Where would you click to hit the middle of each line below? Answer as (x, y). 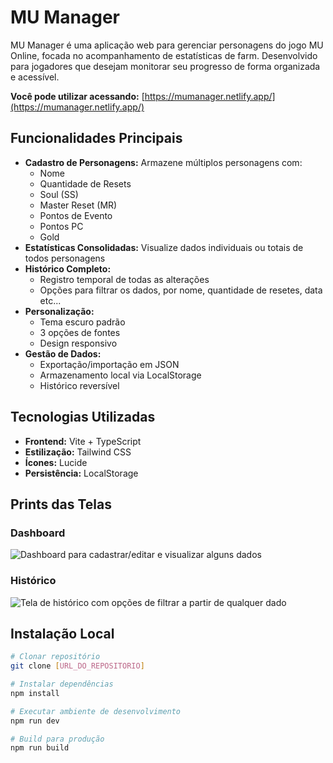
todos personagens (65, 258)
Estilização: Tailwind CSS (78, 452)
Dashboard (38, 533)
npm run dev (35, 721)
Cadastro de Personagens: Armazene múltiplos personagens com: (163, 162)
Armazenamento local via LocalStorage (120, 375)
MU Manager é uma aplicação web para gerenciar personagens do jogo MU (167, 45)
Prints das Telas (61, 504)
